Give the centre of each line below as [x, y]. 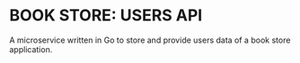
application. [31, 49]
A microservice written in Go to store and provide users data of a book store [150, 40]
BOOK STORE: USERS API [106, 16]
